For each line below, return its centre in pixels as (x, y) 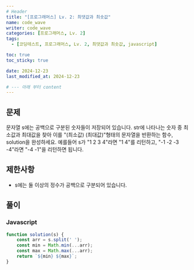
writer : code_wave (28, 28)
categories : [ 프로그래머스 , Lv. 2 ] (46, 33)
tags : (13, 39)
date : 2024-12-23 (27, 71)
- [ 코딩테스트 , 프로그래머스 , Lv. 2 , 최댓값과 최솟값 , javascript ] (84, 45)
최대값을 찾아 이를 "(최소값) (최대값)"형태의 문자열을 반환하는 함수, (97, 135)
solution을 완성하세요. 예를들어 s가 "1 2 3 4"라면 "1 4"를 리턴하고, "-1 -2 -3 (93, 142)
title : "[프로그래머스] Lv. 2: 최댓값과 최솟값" (59, 17)
